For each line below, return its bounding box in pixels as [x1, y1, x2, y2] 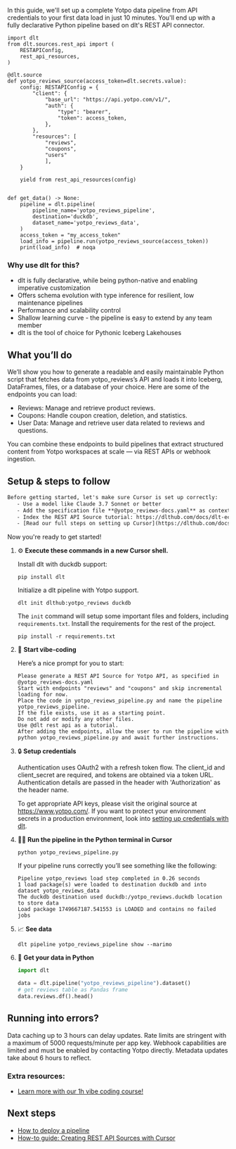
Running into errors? [7, 1012, 100, 1024]
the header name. [17, 786, 69, 794]
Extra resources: [7, 1071, 65, 1081]
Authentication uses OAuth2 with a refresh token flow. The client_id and [17, 763, 225, 772]
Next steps [7, 1107, 56, 1119]
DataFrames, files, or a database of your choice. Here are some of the [7, 383, 209, 391]
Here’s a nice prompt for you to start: [17, 659, 124, 667]
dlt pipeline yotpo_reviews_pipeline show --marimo [17, 941, 172, 948]
